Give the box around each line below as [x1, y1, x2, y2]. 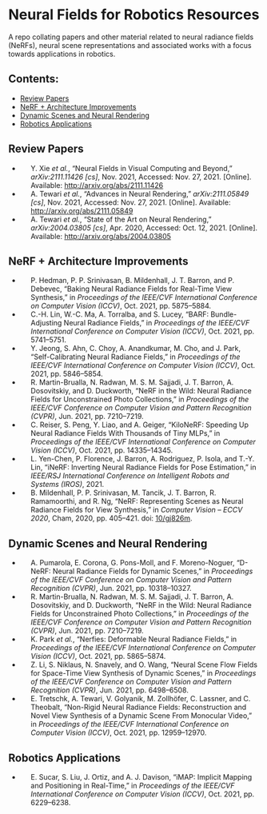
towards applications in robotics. [8, 49, 116, 58]
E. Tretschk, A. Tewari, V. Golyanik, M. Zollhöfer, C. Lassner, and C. [30, 694, 251, 704]
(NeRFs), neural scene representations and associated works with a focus [8, 40, 252, 50]
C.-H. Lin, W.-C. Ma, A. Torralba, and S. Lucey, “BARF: [30, 309, 209, 319]
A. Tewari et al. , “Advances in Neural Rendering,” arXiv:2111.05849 [30, 189, 249, 198]
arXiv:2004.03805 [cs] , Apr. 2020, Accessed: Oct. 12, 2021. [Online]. [30, 222, 258, 233]
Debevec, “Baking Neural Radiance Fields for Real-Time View [30, 284, 233, 293]
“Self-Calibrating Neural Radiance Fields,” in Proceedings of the [30, 352, 241, 361]
